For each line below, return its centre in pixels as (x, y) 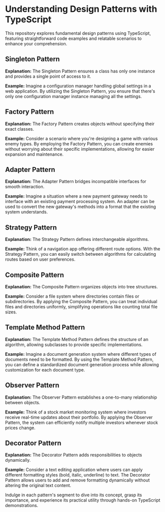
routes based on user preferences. (40, 259)
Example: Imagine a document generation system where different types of (81, 354)
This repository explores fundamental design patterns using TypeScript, (78, 33)
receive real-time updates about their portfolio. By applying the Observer (79, 417)
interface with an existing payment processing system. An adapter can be (80, 202)
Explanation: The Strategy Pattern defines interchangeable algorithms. (77, 239)
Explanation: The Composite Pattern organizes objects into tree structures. (82, 287)
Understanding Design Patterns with (81, 9)
